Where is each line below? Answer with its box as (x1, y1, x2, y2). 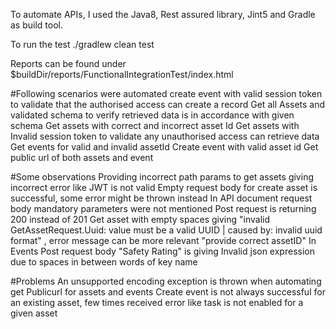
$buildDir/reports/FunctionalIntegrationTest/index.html (10, 69, 234, 80)
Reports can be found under (10, 58, 127, 69)
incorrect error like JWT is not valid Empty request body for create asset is (10, 182, 318, 193)
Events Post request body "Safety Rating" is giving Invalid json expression (10, 245, 315, 257)
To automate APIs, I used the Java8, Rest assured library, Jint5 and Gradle (10, 9, 316, 20)
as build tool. (10, 19, 63, 31)
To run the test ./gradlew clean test (10, 39, 155, 50)
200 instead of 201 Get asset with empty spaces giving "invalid (10, 214, 271, 225)
